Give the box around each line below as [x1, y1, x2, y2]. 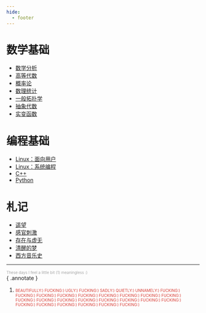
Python [15, 176, 34, 184]
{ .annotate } [6, 274, 38, 282]
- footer [12, 15, 34, 21]
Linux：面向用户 [15, 156, 56, 163]
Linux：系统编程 [15, 163, 56, 170]
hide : [6, 9, 20, 15]
